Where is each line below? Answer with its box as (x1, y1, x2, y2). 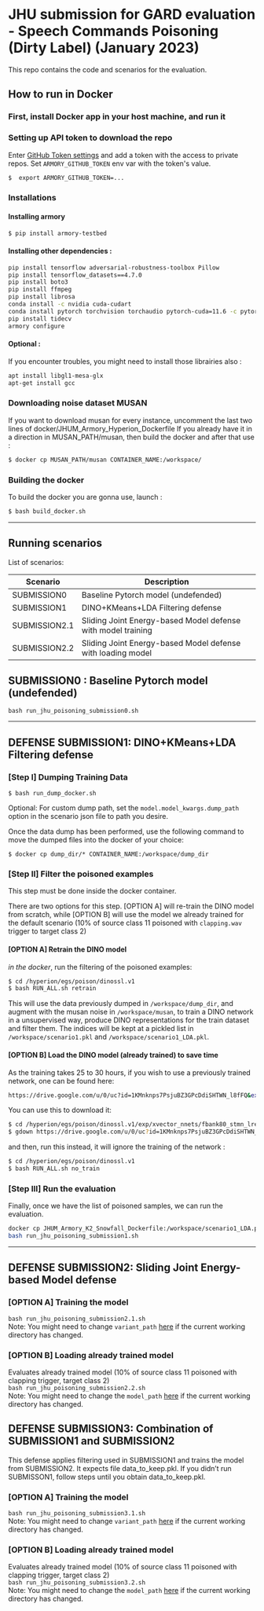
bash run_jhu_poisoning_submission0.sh (8, 707, 139, 715)
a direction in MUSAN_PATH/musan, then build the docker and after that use (8, 432, 255, 442)
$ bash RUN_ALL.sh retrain (8, 985, 97, 993)
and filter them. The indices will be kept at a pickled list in (8, 1024, 194, 1033)
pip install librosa (8, 293, 76, 301)
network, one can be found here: (8, 1076, 115, 1085)
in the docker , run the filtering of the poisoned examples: (8, 962, 192, 971)
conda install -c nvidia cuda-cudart (8, 300, 132, 308)
